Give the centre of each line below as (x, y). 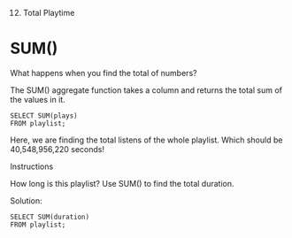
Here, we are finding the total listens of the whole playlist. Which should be (146, 140)
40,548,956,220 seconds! (58, 149)
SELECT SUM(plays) (44, 115)
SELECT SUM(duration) (50, 217)
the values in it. (38, 99)
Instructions (32, 166)
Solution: (26, 200)
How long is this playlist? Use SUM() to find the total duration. (122, 183)
